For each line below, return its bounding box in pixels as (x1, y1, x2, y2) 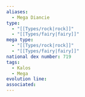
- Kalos (11, 64, 31, 71)
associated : (6, 82, 36, 88)
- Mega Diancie (11, 14, 50, 20)
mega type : (6, 37, 34, 43)
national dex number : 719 (6, 54, 71, 60)
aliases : (6, 8, 28, 15)
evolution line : (6, 76, 47, 82)
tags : (6, 59, 20, 65)
